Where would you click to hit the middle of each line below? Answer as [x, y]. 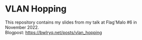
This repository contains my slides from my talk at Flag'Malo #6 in [71, 22]
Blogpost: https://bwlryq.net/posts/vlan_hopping [53, 32]
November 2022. [22, 27]
